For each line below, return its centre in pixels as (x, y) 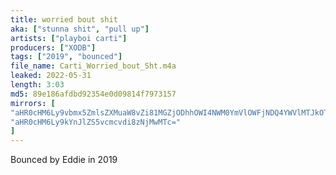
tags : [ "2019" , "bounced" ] (66, 57)
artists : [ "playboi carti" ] (69, 38)
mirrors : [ (33, 103)
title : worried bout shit (64, 19)
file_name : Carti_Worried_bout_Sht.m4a (93, 66)
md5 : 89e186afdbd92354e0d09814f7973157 (93, 94)
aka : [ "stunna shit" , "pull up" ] (80, 29)
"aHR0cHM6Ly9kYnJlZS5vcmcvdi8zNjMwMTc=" (96, 122)
